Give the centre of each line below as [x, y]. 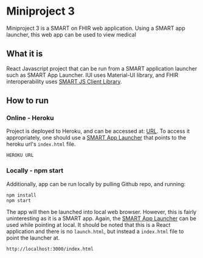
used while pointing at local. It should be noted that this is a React [88, 224]
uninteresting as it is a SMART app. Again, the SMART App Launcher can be [101, 218]
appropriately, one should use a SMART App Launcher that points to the [96, 138]
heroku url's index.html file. [41, 144]
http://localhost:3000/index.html [50, 249]
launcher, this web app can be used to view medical [71, 34]
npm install [21, 195]
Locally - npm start [35, 171]
